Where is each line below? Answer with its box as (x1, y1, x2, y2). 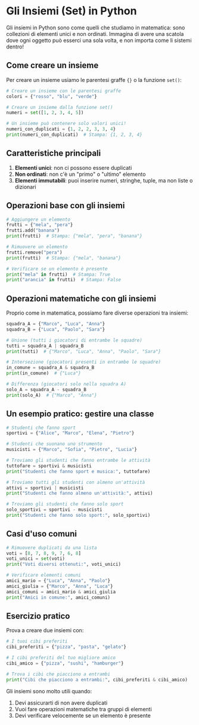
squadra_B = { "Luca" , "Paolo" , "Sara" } (6, 326, 105, 333)
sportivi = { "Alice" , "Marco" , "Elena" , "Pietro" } (6, 430, 135, 436)
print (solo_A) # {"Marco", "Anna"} (6, 392, 97, 398)
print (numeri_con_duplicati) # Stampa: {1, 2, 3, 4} (6, 132, 143, 138)
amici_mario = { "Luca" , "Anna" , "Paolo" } (6, 578, 111, 584)
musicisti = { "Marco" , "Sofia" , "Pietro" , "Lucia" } (6, 447, 137, 453)
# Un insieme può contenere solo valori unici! (6, 121, 127, 127)
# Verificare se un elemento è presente (6, 266, 108, 272)
